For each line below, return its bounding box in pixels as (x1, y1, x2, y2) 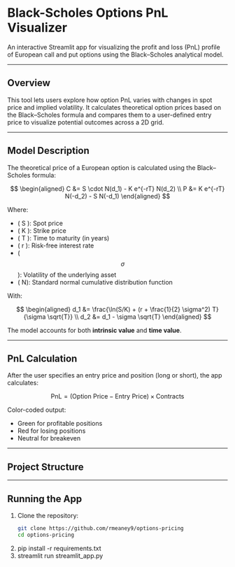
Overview (7, 77, 51, 89)
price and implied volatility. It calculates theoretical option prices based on (7, 103, 222, 111)
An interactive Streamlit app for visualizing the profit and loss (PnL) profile (7, 43, 220, 51)
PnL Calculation (7, 352, 78, 364)
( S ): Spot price (17, 219, 63, 227)
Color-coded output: (7, 405, 66, 414)
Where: (7, 205, 29, 214)
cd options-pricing (17, 531, 75, 538)
